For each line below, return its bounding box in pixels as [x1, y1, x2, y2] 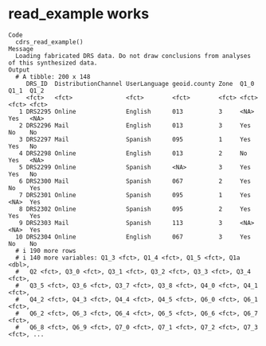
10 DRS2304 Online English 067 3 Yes [15, 232, 251, 241]
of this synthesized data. [8, 59, 98, 67]
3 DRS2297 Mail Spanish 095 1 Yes [18, 135, 251, 143]
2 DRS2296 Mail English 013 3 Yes [18, 121, 251, 130]
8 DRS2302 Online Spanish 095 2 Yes [18, 204, 251, 213]
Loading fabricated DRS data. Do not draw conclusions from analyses [15, 52, 251, 60]
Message [8, 45, 34, 52]
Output [8, 65, 30, 74]
